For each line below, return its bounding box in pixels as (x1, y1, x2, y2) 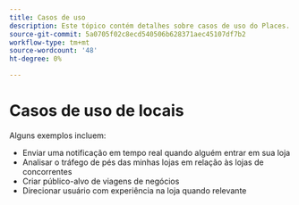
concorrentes (21, 166, 73, 176)
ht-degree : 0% (9, 54, 63, 63)
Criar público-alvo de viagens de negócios (21, 176, 180, 186)
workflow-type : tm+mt (9, 37, 90, 47)
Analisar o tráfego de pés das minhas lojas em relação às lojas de (21, 157, 264, 168)
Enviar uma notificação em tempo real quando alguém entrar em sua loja (21, 147, 291, 158)
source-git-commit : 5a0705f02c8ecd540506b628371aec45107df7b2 (9, 29, 246, 38)
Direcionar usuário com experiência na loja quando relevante (21, 184, 247, 196)
